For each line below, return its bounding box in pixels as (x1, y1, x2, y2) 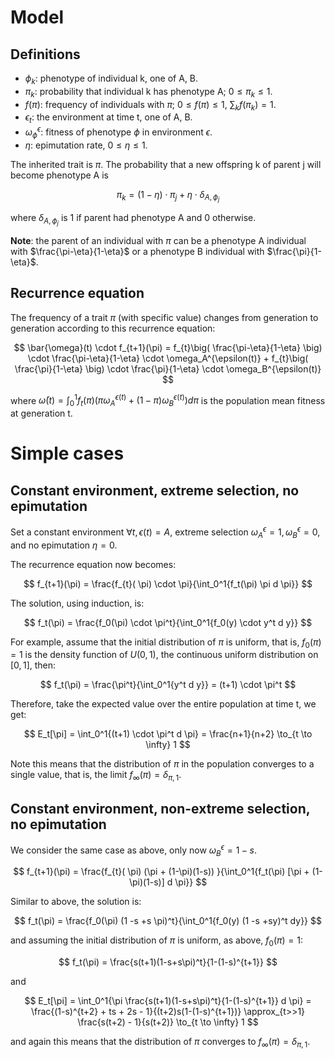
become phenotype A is (10, 169, 109, 181)
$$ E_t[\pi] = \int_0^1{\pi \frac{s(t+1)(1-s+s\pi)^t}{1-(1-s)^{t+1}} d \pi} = (24, 995, 312, 1007)
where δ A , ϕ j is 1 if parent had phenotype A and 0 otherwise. (10, 211, 257, 227)
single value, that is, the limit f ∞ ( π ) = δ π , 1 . (10, 769, 182, 783)
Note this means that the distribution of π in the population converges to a (10, 758, 315, 770)
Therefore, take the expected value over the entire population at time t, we (10, 698, 317, 710)
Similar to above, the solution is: (10, 896, 142, 908)
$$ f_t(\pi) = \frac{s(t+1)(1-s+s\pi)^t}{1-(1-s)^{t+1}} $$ (58, 956, 278, 968)
